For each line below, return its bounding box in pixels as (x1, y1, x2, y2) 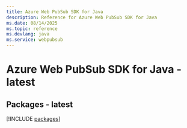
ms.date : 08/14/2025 (6, 20, 58, 26)
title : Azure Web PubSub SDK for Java (6, 8, 103, 15)
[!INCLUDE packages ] (6, 115, 61, 122)
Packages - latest (6, 99, 73, 109)
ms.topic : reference (6, 25, 58, 32)
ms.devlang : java (6, 31, 50, 37)
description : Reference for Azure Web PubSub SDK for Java (6, 14, 158, 20)
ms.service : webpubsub (6, 37, 63, 43)
